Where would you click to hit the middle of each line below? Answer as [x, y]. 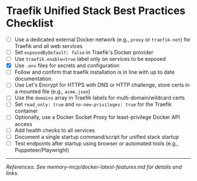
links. [13, 173]
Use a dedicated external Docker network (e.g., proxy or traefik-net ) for [103, 39]
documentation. [33, 79]
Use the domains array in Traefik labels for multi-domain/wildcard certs [100, 98]
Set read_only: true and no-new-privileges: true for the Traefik [93, 104]
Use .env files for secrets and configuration [67, 66]
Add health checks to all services [55, 130]
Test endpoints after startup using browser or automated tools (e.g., [96, 143]
